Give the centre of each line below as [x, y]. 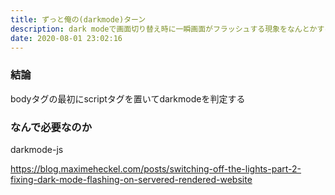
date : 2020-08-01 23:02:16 [66, 38]
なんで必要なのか [51, 127]
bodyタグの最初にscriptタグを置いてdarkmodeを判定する [128, 98]
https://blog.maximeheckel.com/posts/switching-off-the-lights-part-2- [156, 168]
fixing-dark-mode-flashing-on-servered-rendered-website [131, 179]
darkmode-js [37, 149]
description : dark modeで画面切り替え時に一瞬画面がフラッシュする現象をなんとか [164, 29]
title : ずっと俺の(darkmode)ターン [78, 19]
